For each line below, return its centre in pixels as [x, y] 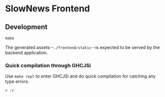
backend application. [27, 53]
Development [27, 27]
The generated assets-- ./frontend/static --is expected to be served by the [82, 47]
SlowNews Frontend [48, 9]
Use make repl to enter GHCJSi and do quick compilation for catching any [81, 76]
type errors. [17, 82]
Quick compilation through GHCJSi [48, 65]
